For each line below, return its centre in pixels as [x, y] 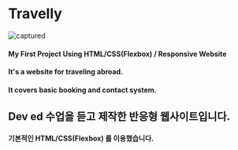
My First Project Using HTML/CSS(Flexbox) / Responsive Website [117, 54]
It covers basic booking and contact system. [82, 90]
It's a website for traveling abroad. [66, 72]
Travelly [35, 14]
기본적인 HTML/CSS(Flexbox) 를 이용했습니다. [81, 138]
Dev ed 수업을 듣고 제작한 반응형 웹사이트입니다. [119, 116]
